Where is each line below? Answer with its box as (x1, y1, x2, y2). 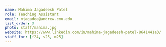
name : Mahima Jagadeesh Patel (5, 7, 68, 12)
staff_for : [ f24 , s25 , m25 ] (5, 35, 64, 40)
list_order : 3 (5, 21, 35, 26)
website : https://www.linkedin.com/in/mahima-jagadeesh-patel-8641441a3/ (5, 30, 162, 35)
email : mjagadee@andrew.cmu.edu (5, 16, 72, 21)
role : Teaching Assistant (5, 12, 59, 17)
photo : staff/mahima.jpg (5, 25, 57, 30)
